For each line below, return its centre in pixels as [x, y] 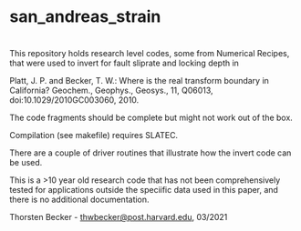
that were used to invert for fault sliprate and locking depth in [125, 63]
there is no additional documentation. [79, 200]
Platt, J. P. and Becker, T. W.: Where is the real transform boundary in [139, 81]
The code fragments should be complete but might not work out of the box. [151, 118]
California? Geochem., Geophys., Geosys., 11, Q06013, [111, 90]
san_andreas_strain [85, 17]
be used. [26, 163]
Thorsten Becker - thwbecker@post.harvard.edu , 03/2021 [119, 217]
